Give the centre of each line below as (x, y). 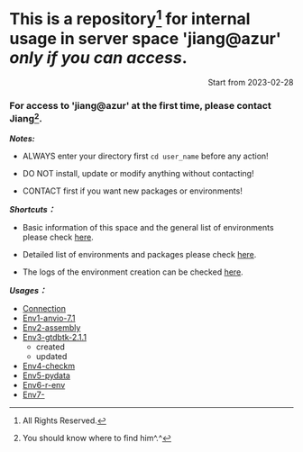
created (50, 347)
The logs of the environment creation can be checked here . (133, 272)
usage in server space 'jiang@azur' (145, 38)
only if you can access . (98, 57)
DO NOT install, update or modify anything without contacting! (138, 174)
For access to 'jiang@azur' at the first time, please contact (141, 106)
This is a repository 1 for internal (130, 18)
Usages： (28, 291)
